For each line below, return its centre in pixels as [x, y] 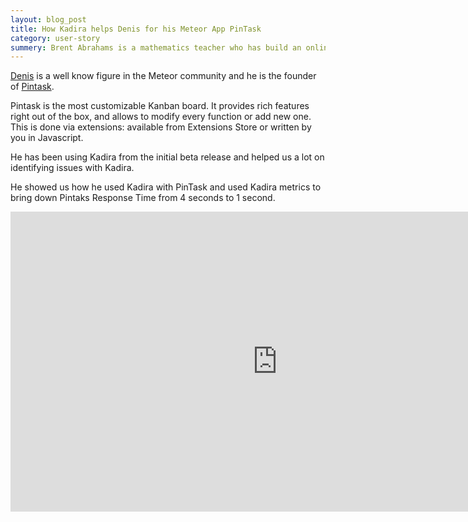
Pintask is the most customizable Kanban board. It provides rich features [160, 106]
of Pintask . [32, 87]
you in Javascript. [47, 138]
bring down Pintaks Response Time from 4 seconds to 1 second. [143, 198]
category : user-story [55, 38]
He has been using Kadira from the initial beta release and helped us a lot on [167, 157]
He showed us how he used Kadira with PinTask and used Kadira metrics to [166, 187]
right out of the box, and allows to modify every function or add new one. [161, 117]
